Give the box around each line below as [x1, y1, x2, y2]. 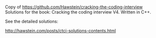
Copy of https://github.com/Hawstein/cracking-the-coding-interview [5, 4, 143, 10]
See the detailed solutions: [5, 19, 58, 24]
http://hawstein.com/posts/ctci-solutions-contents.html [5, 28, 116, 33]
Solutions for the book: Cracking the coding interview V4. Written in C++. [5, 9, 152, 15]
